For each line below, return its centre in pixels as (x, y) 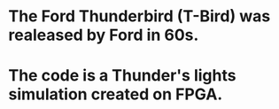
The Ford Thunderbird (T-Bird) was (139, 16)
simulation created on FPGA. (116, 94)
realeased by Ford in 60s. (104, 35)
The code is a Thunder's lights (122, 76)
